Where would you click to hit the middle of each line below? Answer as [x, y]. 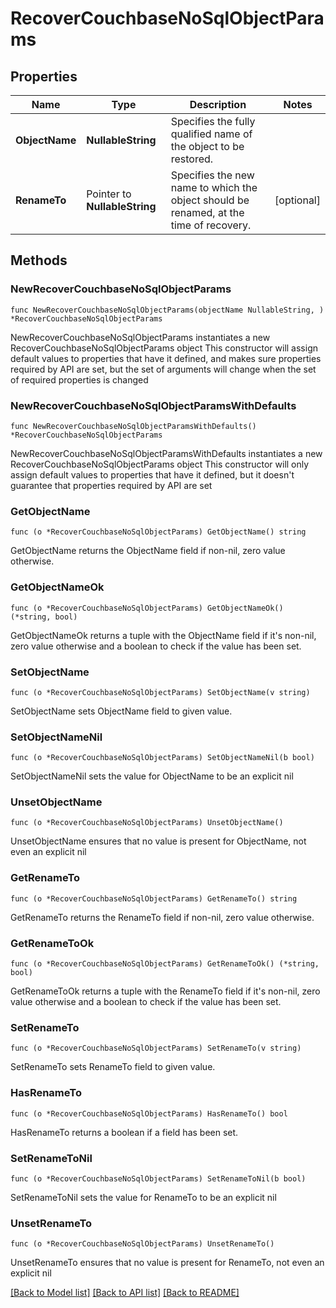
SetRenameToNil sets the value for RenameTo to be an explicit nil [143, 1197]
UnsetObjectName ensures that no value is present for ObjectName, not [158, 841]
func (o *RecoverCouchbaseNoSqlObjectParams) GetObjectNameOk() [147, 608]
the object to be [207, 146]
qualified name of [211, 134]
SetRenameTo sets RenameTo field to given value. [113, 1067]
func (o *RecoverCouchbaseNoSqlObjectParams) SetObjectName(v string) [160, 692]
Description [218, 104]
